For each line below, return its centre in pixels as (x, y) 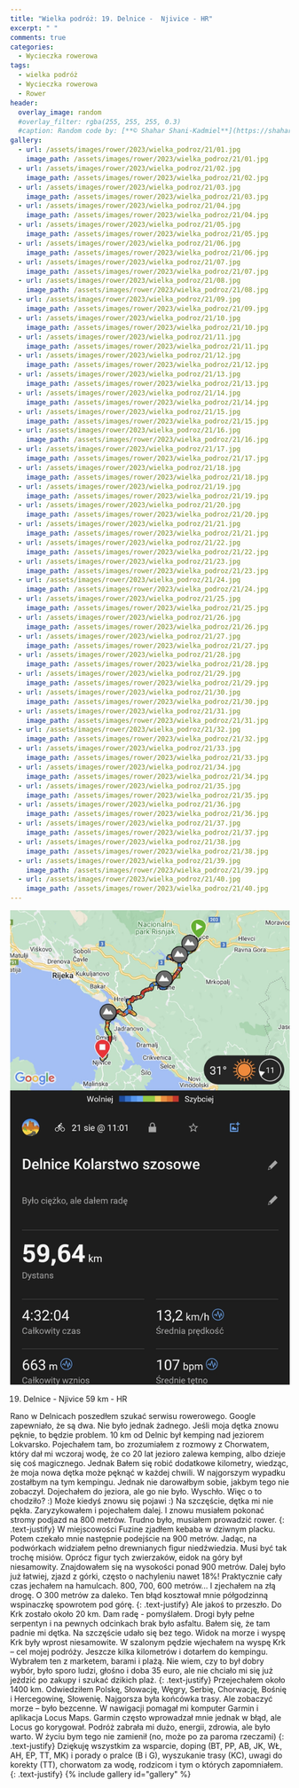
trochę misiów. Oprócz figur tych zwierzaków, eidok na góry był (126, 1557)
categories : (32, 47)
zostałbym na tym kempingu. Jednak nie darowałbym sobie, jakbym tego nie (149, 1482)
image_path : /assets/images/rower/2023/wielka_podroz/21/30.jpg (147, 702)
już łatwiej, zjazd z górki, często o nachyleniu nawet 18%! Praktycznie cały (146, 1576)
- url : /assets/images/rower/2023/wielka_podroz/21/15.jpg (130, 412)
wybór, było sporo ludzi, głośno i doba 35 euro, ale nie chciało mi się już (142, 1670)
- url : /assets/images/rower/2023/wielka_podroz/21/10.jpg (130, 318)
